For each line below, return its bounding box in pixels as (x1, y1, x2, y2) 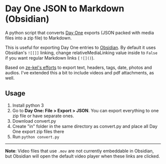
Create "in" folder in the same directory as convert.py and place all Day (12, 123, 158, 129)
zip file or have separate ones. (12, 113, 74, 119)
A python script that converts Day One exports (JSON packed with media (5, 30, 154, 35)
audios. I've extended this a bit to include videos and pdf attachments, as (5, 69, 154, 75)
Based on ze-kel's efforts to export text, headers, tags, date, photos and (5, 65, 152, 70)
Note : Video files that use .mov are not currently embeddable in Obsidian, (5, 148, 154, 154)
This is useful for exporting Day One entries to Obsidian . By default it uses (5, 44, 156, 50)
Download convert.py (12, 118, 56, 124)
